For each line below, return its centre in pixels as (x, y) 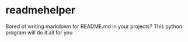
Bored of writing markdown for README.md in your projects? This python (94, 26)
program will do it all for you (39, 32)
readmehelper (41, 10)
